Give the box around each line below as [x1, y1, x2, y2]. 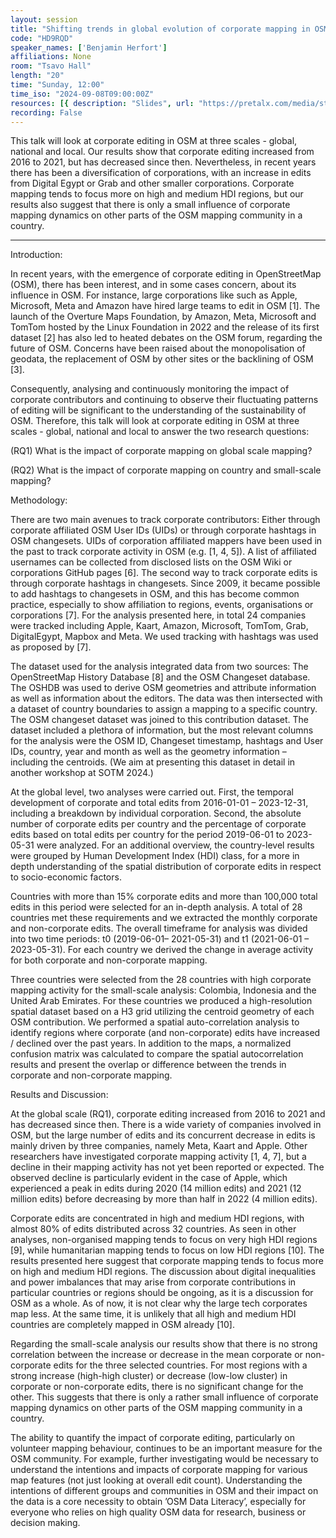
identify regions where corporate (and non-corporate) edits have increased [10, 1027, 321, 1039]
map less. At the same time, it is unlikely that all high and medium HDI [10, 1308, 297, 1320]
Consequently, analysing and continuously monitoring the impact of [10, 383, 290, 395]
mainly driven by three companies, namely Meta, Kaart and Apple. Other [10, 1140, 308, 1152]
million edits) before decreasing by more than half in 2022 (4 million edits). [10, 1193, 318, 1205]
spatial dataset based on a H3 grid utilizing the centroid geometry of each [10, 1006, 315, 1018]
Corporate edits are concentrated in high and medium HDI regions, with [10, 1212, 305, 1225]
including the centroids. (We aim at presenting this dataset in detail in [10, 756, 296, 768]
